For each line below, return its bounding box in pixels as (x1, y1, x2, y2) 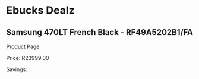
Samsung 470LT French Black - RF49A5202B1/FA (6, 27, 193, 37)
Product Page (6, 43, 40, 50)
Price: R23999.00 (6, 55, 49, 61)
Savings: (6, 66, 28, 73)
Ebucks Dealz (6, 4, 75, 17)
